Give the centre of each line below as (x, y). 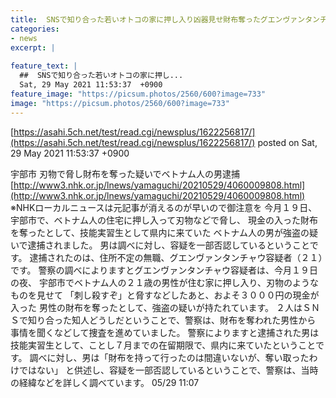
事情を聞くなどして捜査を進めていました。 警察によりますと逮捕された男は (165, 332)
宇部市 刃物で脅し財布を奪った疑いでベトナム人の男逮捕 (125, 173)
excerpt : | (33, 47)
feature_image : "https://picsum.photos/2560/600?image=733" (138, 94)
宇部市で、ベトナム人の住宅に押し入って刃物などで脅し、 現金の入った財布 (164, 220)
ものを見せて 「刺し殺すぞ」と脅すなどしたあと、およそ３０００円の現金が (165, 295)
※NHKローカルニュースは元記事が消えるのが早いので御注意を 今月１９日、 (164, 207)
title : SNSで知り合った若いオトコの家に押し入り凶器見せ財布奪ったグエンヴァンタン (165, 19)
